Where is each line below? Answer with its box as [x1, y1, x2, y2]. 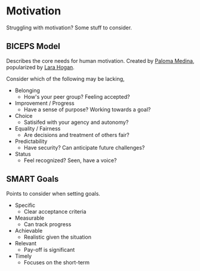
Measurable [14, 214, 45, 221]
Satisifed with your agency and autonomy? [23, 118, 129, 126]
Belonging [14, 87, 41, 94]
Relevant [14, 239, 37, 246]
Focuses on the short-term [23, 258, 90, 266]
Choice [14, 112, 33, 119]
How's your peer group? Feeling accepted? [23, 93, 130, 100]
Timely [14, 252, 32, 260]
